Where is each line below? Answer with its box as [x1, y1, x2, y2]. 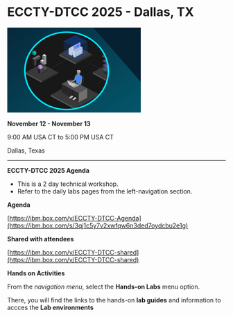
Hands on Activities [7, 268, 65, 277]
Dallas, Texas [7, 146, 45, 155]
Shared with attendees [7, 234, 74, 243]
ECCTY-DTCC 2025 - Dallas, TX [7, 4, 194, 20]
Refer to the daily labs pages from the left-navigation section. [17, 187, 193, 195]
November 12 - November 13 [7, 119, 91, 128]
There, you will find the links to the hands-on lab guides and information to [7, 295, 221, 304]
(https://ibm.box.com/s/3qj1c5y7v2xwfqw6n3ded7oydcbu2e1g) [7, 221, 189, 230]
